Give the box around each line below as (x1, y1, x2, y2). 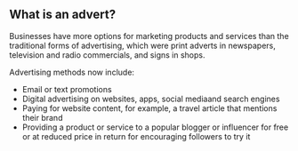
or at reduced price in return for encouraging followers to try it (21, 131, 251, 141)
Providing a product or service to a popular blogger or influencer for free (21, 122, 289, 132)
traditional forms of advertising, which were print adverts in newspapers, (9, 40, 276, 51)
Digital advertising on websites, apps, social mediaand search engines (21, 93, 280, 104)
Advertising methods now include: (9, 67, 135, 77)
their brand (21, 112, 63, 123)
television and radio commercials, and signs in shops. (9, 49, 205, 60)
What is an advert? (9, 7, 117, 22)
